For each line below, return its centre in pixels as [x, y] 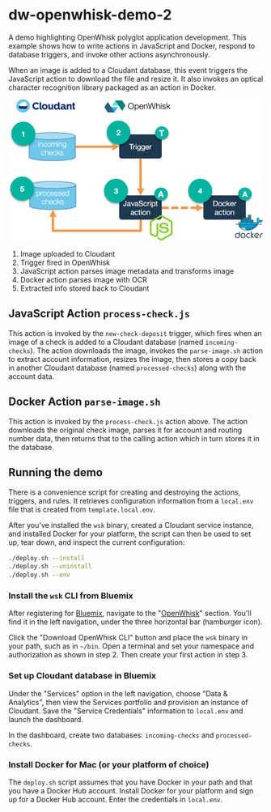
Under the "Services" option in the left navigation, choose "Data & [118, 693]
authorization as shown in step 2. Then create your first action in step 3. [128, 655]
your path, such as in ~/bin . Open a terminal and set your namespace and [131, 646]
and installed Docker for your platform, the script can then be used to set [130, 534]
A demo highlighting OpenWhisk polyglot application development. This [127, 37]
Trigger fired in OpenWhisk [65, 263]
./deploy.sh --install [47, 558]
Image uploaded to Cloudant [68, 254]
